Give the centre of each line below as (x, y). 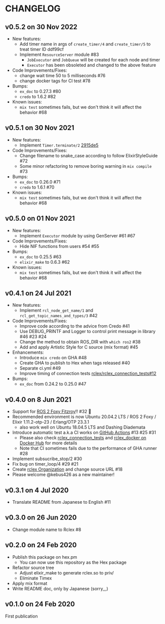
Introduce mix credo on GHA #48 (53, 358)
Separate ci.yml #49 (40, 368)
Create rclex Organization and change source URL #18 (67, 469)
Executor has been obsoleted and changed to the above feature (91, 65)
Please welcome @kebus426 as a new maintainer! (63, 475)
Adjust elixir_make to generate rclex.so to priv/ (67, 573)
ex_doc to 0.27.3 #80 (40, 91)
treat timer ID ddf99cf (42, 49)
